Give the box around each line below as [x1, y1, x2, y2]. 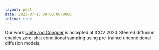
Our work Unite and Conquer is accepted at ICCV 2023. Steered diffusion [5, 30, 155, 36]
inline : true [5, 16, 32, 21]
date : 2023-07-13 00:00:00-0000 [5, 12, 72, 17]
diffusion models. [5, 40, 40, 46]
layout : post [5, 7, 32, 12]
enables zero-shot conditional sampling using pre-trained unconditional [5, 35, 151, 41]
